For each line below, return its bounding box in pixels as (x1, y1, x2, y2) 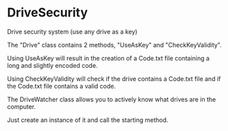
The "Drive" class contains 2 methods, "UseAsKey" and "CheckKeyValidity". (7, 40, 223, 49)
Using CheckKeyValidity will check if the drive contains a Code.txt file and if (7, 74, 221, 83)
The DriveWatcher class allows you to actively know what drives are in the (7, 95, 216, 104)
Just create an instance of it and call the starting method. (7, 115, 169, 124)
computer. (7, 102, 36, 110)
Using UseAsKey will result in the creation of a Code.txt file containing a (7, 53, 210, 62)
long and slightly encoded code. (7, 61, 98, 69)
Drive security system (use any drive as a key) (7, 27, 138, 36)
